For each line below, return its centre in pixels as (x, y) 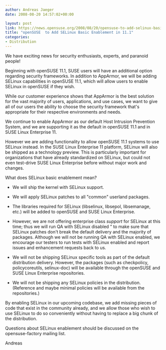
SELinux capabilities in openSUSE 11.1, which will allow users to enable (77, 81)
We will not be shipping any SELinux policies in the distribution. (76, 283)
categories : (17, 37)
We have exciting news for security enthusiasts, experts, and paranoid (77, 56)
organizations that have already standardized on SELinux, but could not (78, 157)
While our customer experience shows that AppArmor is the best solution (80, 96)
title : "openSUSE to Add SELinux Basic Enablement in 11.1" (69, 33)
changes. (15, 168)
